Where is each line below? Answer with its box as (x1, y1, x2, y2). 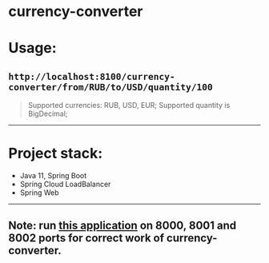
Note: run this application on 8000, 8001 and (8, 218, 237, 232)
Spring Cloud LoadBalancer (19, 179, 111, 189)
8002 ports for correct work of (8, 231, 165, 245)
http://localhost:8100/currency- (8, 70, 176, 82)
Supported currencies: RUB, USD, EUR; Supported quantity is (27, 101, 231, 110)
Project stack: (8, 145, 103, 162)
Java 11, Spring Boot (19, 171, 87, 181)
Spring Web (19, 188, 59, 197)
